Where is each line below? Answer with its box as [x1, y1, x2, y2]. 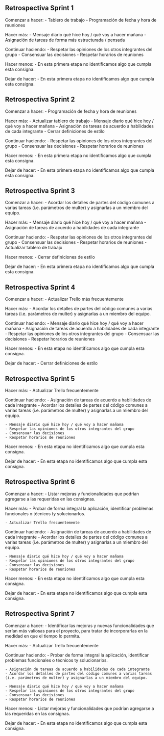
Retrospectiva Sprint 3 [5, 186, 75, 195]
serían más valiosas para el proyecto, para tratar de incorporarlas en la [5, 628, 148, 633]
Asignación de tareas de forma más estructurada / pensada [5, 37, 125, 43]
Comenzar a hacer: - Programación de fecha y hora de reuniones [5, 108, 137, 114]
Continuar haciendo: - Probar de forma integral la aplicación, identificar [5, 652, 149, 658]
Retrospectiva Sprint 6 [5, 478, 75, 486]
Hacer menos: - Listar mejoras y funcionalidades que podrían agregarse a [5, 705, 154, 711]
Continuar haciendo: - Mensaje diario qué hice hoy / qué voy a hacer [5, 320, 144, 326]
